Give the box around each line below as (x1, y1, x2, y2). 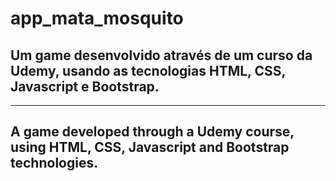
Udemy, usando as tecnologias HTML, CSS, (10, 62, 286, 79)
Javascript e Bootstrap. (10, 78, 160, 95)
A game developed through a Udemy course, (10, 123, 295, 141)
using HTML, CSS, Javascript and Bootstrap (10, 139, 290, 156)
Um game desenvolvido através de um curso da (10, 47, 313, 64)
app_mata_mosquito (10, 7, 184, 30)
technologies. (10, 155, 99, 172)
